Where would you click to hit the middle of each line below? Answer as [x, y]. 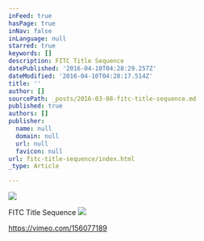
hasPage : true [32, 23]
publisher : [27, 121]
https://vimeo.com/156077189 [58, 228]
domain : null [37, 136]
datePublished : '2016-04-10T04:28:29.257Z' [83, 69]
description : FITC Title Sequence [67, 61]
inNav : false [30, 31]
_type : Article [34, 167]
